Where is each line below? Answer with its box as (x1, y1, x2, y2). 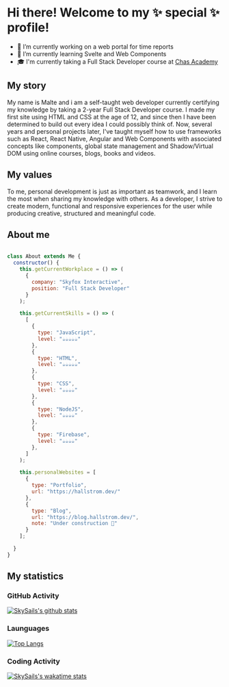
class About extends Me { (7, 253, 81, 260)
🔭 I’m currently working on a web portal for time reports (16, 43, 174, 51)
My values (7, 169, 53, 181)
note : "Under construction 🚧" (31, 520, 118, 527)
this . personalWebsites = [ (19, 469, 96, 476)
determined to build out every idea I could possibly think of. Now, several (7, 120, 213, 128)
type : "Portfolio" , (31, 482, 87, 489)
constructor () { (13, 259, 59, 267)
